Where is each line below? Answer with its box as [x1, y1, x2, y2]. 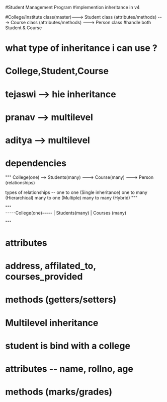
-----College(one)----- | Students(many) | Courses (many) [5, 210, 127, 216]
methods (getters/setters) [5, 294, 117, 305]
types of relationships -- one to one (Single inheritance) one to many [5, 189, 147, 195]
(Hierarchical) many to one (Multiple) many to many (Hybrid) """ [5, 194, 138, 200]
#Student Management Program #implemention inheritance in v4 [5, 5, 140, 10]
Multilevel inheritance [5, 317, 99, 328]
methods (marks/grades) [5, 386, 113, 397]
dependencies [5, 158, 67, 169]
